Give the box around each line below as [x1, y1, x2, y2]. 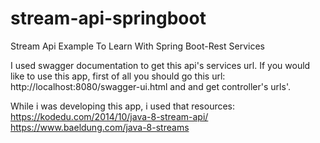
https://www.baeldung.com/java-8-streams [10, 121, 190, 133]
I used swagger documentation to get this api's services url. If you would [10, 59, 311, 71]
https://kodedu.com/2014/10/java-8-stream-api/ [10, 110, 209, 122]
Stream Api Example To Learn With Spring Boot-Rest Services [10, 40, 265, 52]
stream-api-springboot [10, 7, 207, 30]
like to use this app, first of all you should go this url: [10, 70, 226, 82]
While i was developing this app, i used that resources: [10, 100, 236, 112]
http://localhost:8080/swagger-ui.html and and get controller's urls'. [10, 80, 291, 92]
